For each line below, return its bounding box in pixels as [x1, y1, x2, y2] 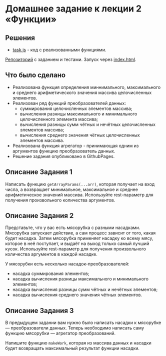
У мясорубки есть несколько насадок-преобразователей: [5, 261, 129, 267]
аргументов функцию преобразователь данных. [12, 148, 116, 154]
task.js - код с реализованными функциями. [12, 47, 106, 52]
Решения [5, 33, 35, 42]
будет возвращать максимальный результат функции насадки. [5, 345, 140, 351]
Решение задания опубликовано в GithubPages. [12, 153, 115, 159]
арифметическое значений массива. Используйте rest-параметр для [5, 191, 153, 197]
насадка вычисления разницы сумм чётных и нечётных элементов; [12, 286, 158, 292]
